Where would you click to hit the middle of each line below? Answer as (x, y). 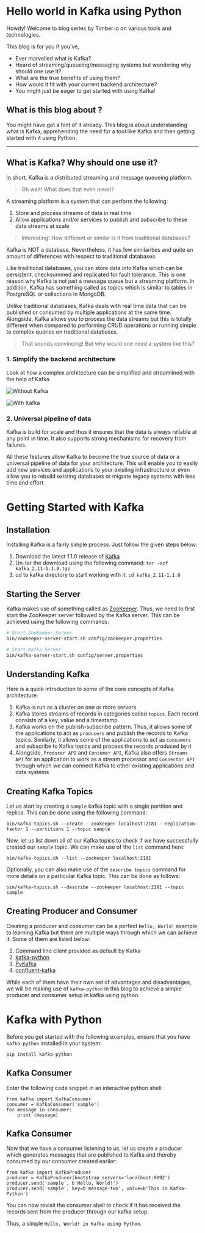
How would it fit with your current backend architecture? (86, 84)
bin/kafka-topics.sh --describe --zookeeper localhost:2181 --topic (95, 887)
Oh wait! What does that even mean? (67, 189)
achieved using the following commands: (58, 621)
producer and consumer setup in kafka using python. (73, 995)
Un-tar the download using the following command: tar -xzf (92, 563)
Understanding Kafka (48, 674)
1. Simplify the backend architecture (61, 359)
